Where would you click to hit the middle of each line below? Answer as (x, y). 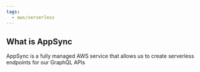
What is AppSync (40, 42)
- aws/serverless (33, 17)
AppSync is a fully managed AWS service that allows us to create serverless (100, 56)
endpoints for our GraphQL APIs (46, 62)
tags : (13, 12)
